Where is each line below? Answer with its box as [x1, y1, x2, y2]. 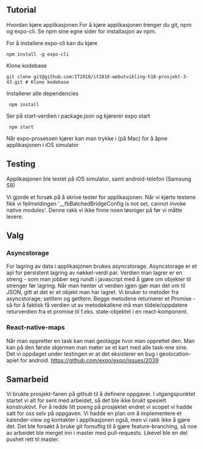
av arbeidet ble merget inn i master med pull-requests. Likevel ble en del [6, 429, 188, 437]
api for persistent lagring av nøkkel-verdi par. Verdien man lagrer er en [6, 269, 182, 276]
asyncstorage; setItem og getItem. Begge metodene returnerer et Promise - [6, 295, 196, 303]
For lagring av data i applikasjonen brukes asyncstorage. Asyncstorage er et [6, 262, 198, 270]
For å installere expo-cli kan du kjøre [6, 39, 98, 46]
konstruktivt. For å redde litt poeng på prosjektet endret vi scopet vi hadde [6, 403, 193, 411]
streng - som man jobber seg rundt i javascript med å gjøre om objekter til [6, 276, 191, 283]
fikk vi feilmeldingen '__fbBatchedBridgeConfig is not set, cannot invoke [6, 199, 187, 207]
